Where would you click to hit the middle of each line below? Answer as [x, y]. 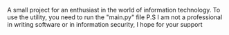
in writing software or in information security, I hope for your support [105, 24]
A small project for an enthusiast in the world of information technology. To [114, 10]
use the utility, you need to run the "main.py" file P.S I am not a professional [115, 17]
